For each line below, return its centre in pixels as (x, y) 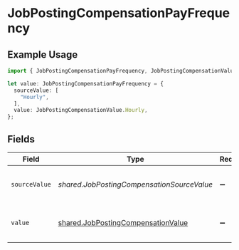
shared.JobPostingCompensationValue (123, 222)
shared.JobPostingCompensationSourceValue (136, 184)
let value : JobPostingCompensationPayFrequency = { (85, 83)
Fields (21, 139)
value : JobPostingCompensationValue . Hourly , (81, 110)
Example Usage (43, 54)
